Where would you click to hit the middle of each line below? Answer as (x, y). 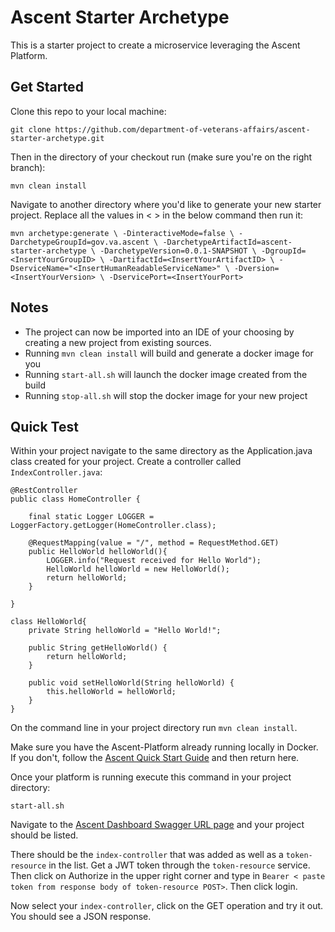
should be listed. (44, 835)
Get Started (47, 87)
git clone (31, 129)
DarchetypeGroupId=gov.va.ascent (80, 242)
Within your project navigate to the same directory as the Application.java (161, 451)
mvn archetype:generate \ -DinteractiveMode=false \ (122, 233)
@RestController (44, 491)
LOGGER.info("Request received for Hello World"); (154, 561)
